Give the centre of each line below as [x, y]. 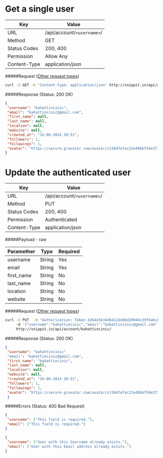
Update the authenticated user [68, 172]
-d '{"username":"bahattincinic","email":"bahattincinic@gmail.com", [88, 325]
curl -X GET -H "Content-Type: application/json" [56, 85]
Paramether [21, 252]
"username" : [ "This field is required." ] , [51, 420]
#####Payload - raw [26, 239]
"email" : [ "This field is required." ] [46, 424]
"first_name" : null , [28, 117]
